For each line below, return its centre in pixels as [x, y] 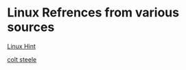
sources [31, 27]
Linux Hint [22, 46]
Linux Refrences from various [93, 13]
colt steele [22, 59]
